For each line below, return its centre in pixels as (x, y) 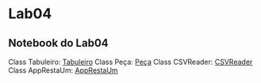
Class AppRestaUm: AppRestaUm (63, 70)
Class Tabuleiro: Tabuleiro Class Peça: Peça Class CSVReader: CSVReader (130, 62)
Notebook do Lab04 (58, 43)
